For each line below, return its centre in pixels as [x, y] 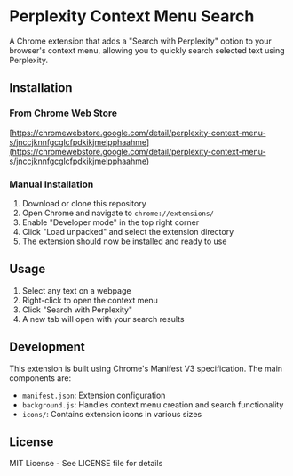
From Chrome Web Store [63, 113]
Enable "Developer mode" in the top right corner [111, 222]
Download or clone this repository [84, 203]
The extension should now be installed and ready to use [124, 241]
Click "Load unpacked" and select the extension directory [128, 231]
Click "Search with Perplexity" [77, 310]
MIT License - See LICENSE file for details [86, 464]
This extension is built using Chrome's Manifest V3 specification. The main [146, 368]
